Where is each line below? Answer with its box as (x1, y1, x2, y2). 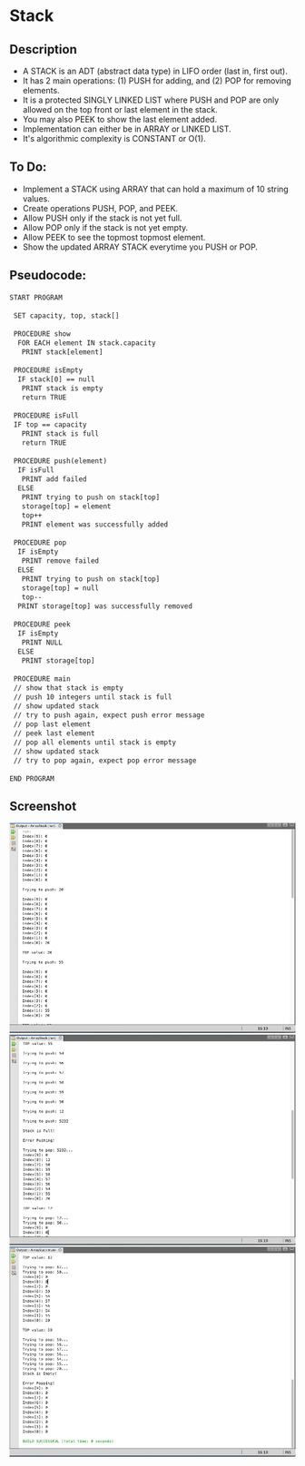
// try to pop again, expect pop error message (13, 755, 197, 765)
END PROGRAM (9, 773, 54, 783)
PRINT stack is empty (21, 383, 103, 393)
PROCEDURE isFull (13, 410, 79, 420)
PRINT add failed (21, 474, 88, 484)
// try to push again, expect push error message (13, 710, 205, 720)
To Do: (9, 160, 47, 175)
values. (22, 192, 50, 204)
